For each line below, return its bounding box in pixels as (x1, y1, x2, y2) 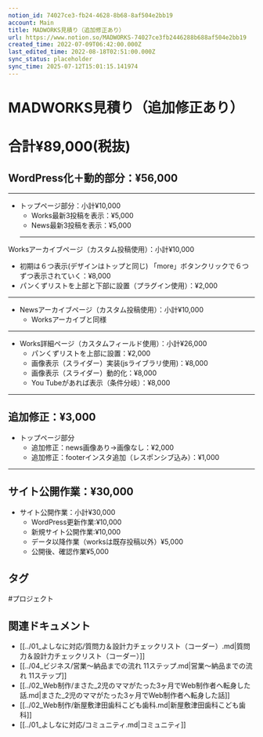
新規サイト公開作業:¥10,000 (31, 527, 121, 536)
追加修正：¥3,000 (8, 410, 96, 424)
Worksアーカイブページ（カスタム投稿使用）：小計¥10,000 (8, 244, 194, 254)
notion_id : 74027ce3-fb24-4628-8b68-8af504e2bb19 (8, 11, 174, 20)
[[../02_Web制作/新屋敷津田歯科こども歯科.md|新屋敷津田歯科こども (19, 700, 240, 710)
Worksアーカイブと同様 (31, 315, 107, 324)
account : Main (8, 19, 55, 27)
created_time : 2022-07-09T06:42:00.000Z (8, 41, 142, 49)
